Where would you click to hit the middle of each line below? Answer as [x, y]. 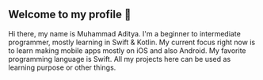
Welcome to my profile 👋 [70, 15]
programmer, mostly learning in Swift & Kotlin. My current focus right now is [132, 42]
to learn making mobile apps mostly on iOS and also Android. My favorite [127, 50]
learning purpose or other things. [62, 67]
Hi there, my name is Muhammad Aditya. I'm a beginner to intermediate [125, 33]
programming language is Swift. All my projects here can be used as [120, 59]
